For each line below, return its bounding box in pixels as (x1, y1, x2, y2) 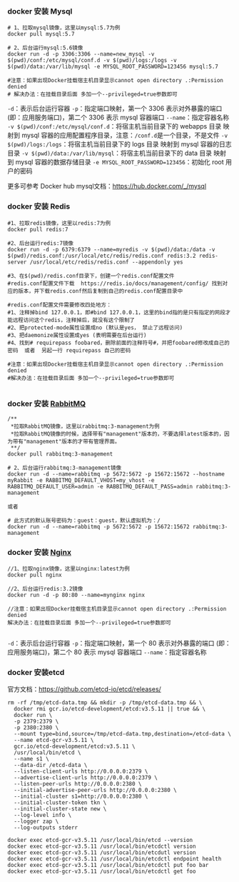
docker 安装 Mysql (7, 6, 73, 16)
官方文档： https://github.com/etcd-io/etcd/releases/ (7, 685, 162, 693)
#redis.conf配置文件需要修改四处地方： (7, 301, 112, 309)
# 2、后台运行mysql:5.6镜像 (7, 44, 83, 51)
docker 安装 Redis (7, 201, 71, 211)
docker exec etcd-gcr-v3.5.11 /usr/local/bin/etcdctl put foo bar (7, 862, 209, 869)
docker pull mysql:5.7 (7, 31, 75, 38)
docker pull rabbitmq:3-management (7, 450, 113, 458)
